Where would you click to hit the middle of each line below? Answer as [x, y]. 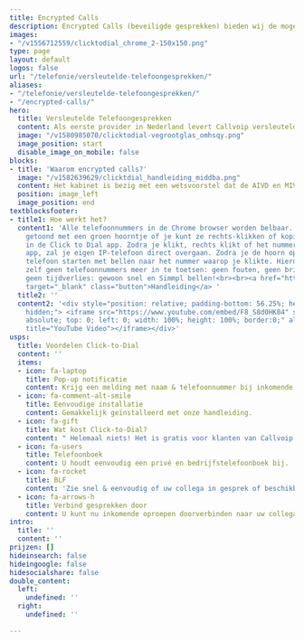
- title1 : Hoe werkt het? [58, 219]
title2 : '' [38, 295]
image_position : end [56, 203]
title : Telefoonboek [64, 455]
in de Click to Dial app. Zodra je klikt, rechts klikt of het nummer [161, 245]
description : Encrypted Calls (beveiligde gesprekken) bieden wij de [143, 26]
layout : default [40, 60]
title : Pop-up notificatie [76, 379]
